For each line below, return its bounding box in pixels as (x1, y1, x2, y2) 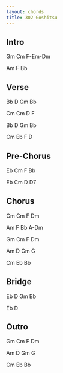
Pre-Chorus (6, 151, 51, 161)
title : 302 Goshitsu (6, 15, 58, 21)
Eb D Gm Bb (6, 293, 37, 300)
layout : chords (6, 8, 44, 15)
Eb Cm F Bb (6, 167, 36, 174)
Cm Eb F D (6, 134, 33, 141)
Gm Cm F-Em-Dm (6, 53, 51, 60)
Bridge (6, 276, 32, 287)
